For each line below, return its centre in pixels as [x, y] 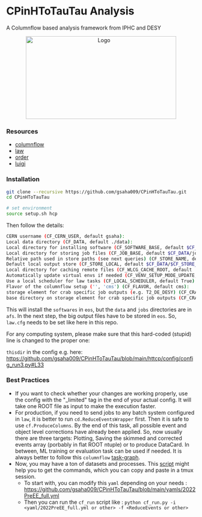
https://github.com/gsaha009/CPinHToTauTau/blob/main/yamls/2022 [110, 489]
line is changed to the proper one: [48, 340]
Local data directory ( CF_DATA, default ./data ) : [70, 242]
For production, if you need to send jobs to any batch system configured [105, 412]
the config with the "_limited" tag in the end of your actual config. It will [103, 400]
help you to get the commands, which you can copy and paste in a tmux [104, 470]
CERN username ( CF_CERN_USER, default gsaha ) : [66, 237]
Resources [22, 131]
